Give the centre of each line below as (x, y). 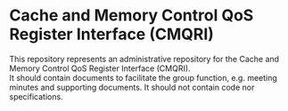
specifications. (37, 96)
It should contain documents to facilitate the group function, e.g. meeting (144, 77)
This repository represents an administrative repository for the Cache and (144, 59)
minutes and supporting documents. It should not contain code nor (132, 87)
